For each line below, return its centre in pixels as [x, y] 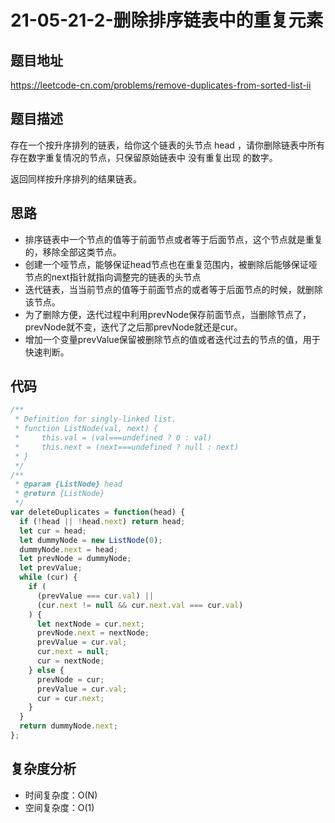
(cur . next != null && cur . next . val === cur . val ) [140, 605]
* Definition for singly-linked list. [95, 419]
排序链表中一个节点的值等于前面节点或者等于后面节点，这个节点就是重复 [173, 239]
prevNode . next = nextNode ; [93, 633]
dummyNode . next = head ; [68, 549]
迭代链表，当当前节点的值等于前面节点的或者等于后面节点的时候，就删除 [173, 289]
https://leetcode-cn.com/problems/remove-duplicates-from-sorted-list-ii [161, 85]
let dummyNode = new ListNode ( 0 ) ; [91, 540]
